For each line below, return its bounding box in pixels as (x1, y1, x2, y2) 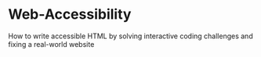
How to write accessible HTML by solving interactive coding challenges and (8, 31, 253, 41)
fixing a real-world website (8, 39, 95, 48)
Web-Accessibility (8, 5, 132, 23)
